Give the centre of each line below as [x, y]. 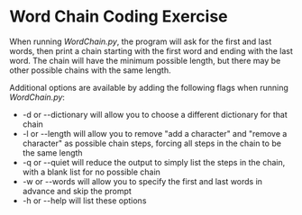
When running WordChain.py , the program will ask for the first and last [141, 41]
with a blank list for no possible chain [91, 172]
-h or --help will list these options [84, 201]
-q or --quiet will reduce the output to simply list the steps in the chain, [154, 162]
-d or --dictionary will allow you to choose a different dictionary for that [155, 114]
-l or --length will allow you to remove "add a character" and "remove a [155, 133]
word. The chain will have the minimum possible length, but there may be [145, 60]
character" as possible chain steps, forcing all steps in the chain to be [152, 143]
